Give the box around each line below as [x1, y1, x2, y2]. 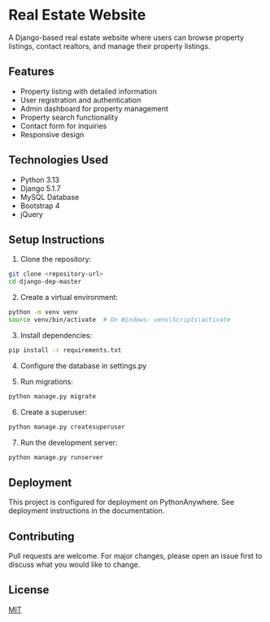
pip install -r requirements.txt [8, 346, 122, 354]
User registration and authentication [20, 95, 142, 105]
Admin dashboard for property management [20, 103, 169, 113]
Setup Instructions [8, 233, 105, 246]
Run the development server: [20, 437, 118, 447]
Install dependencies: [20, 330, 93, 340]
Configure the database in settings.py [20, 360, 147, 371]
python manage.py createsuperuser [8, 423, 126, 431]
